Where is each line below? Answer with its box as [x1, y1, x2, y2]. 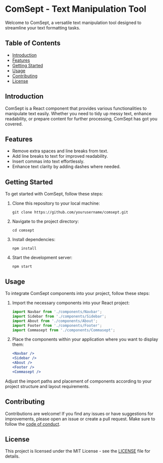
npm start [12, 264, 33, 269]
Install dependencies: [12, 237, 56, 243]
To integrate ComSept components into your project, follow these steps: [5, 291, 150, 296]
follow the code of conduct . [5, 421, 61, 427]
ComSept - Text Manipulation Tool [5, 3, 146, 15]
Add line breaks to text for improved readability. [12, 153, 108, 159]
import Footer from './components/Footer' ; [12, 323, 102, 328]
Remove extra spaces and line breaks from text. [12, 148, 108, 154]
